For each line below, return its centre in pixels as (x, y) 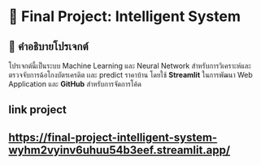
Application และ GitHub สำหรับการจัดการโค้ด (75, 84)
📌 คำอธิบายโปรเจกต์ (48, 47)
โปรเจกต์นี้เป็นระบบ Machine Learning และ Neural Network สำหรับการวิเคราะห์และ (130, 66)
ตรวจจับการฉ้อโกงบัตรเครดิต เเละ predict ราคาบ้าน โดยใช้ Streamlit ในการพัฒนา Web (131, 75)
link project (38, 110)
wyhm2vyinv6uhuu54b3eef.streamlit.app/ (119, 150)
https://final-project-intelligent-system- (113, 137)
